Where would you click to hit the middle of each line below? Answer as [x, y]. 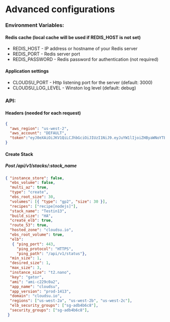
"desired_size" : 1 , [30, 263]
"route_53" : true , [29, 225]
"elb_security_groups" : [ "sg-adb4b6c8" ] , [54, 306]
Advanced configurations [60, 9]
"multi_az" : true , [29, 187]
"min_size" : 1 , [26, 258]
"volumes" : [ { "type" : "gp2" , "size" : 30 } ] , [59, 202]
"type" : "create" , [29, 192]
